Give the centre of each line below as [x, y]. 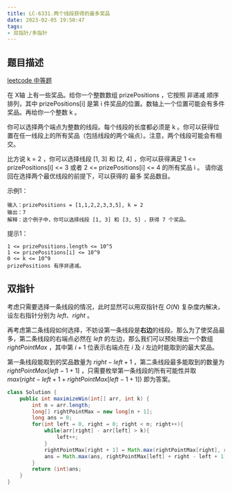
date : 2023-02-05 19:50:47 [46, 20]
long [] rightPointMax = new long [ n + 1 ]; [93, 411]
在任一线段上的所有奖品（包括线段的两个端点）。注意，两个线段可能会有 [114, 136]
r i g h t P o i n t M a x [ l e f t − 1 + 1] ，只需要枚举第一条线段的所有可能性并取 [102, 371]
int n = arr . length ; [61, 405]
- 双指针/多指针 [27, 33]
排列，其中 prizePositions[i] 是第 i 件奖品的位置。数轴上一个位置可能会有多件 [116, 104]
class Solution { [32, 392]
